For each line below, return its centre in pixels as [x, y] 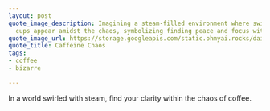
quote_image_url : [37, 38]
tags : [17, 53]
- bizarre [25, 68]
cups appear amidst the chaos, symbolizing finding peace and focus [133, 31]
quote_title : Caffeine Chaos [57, 46]
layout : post [30, 16]
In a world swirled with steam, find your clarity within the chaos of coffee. [130, 98]
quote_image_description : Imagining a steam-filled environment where [129, 23]
